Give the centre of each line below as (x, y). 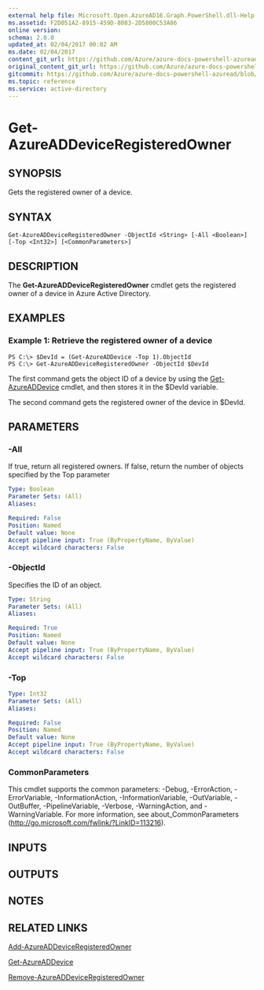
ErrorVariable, (31, 798)
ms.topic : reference (42, 81)
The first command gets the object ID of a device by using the (108, 378)
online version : (35, 30)
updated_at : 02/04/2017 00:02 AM (63, 45)
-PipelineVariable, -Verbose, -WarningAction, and (123, 806)
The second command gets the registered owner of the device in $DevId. (127, 402)
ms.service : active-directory (58, 89)
